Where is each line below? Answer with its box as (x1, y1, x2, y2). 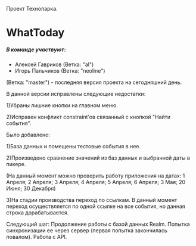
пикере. (6, 161, 26, 168)
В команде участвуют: (6, 46, 67, 53)
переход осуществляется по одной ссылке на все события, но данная (6, 203, 186, 210)
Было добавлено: (6, 131, 51, 139)
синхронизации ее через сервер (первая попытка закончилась (6, 227, 168, 234)
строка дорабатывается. (6, 209, 69, 216)
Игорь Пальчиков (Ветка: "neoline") (14, 67, 105, 74)
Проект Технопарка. (6, 5, 58, 12)
